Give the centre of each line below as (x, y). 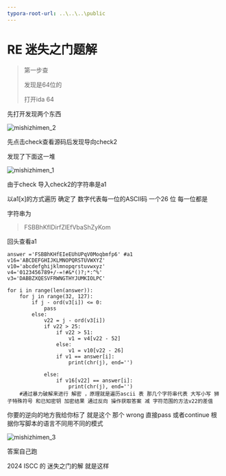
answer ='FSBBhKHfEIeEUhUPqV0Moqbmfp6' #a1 (70, 254)
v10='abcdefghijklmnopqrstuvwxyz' (56, 266)
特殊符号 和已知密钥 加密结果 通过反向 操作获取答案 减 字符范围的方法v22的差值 (113, 401)
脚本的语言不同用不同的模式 (64, 423)
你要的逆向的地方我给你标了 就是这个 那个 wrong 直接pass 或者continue (109, 415)
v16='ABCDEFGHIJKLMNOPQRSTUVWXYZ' (56, 260)
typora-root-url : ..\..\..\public (56, 13)
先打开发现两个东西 (34, 113)
